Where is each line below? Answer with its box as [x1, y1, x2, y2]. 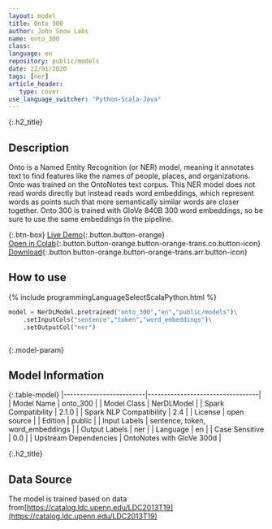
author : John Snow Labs [8, 27, 89, 35]
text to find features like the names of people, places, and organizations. [8, 171, 251, 181]
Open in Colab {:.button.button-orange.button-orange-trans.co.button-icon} [8, 239, 261, 249]
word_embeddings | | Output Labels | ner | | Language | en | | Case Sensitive [8, 424, 265, 435]
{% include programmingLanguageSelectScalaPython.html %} [8, 292, 217, 301]
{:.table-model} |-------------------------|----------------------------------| [8, 390, 261, 400]
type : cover [19, 87, 60, 96]
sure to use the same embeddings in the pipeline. [8, 215, 174, 224]
